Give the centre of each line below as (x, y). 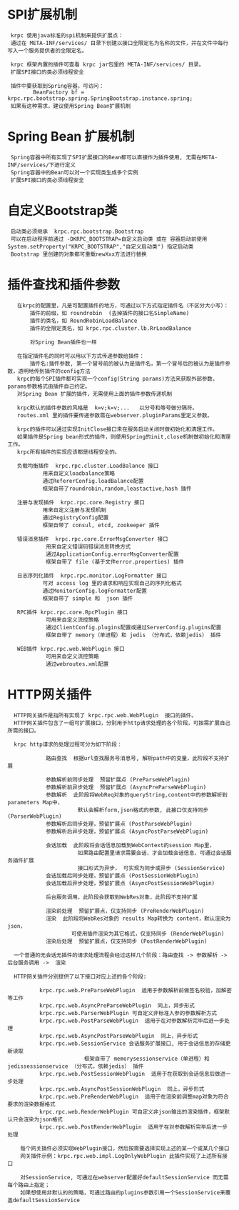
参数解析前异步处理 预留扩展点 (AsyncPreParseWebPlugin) (126, 787)
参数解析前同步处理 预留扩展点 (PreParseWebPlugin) (118, 779)
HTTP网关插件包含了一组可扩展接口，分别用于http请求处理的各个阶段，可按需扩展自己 (122, 723)
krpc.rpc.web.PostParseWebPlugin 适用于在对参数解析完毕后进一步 (132, 1021)
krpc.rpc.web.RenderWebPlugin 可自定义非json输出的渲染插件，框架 (132, 1111)
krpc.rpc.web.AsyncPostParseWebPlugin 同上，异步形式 (118, 1036)
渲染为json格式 (43, 1119)
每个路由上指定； (29, 1185)
